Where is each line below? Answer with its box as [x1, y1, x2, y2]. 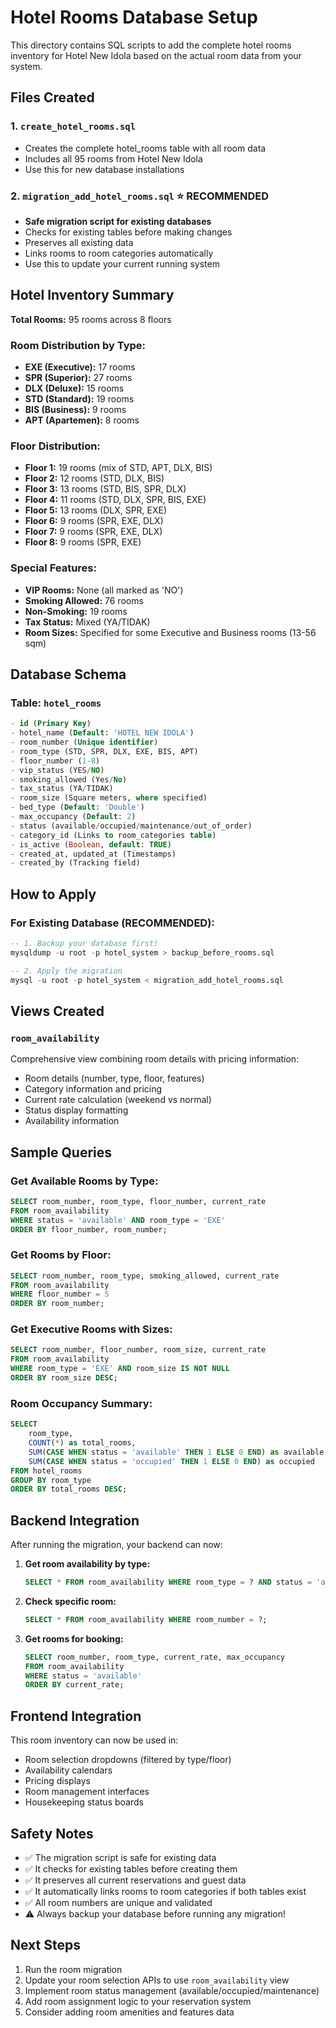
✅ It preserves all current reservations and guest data [24, 1874, 247, 1886]
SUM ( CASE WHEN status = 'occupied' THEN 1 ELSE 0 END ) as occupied [28, 1456, 316, 1466]
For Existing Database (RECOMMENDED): [10, 916, 215, 930]
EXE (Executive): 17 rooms [24, 361, 136, 373]
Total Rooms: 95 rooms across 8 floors [10, 313, 172, 325]
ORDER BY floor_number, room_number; [10, 1224, 168, 1235]
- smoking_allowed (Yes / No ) [10, 774, 128, 785]
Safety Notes [10, 1825, 94, 1842]
